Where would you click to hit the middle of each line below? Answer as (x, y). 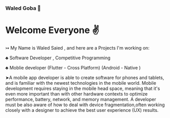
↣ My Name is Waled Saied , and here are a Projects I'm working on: (78, 48)
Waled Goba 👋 (23, 8)
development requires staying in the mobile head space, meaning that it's (83, 88)
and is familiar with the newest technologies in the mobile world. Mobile (81, 83)
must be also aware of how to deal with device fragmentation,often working (85, 105)
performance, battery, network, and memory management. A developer (81, 99)
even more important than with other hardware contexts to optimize (77, 93)
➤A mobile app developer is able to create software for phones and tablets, (85, 77)
